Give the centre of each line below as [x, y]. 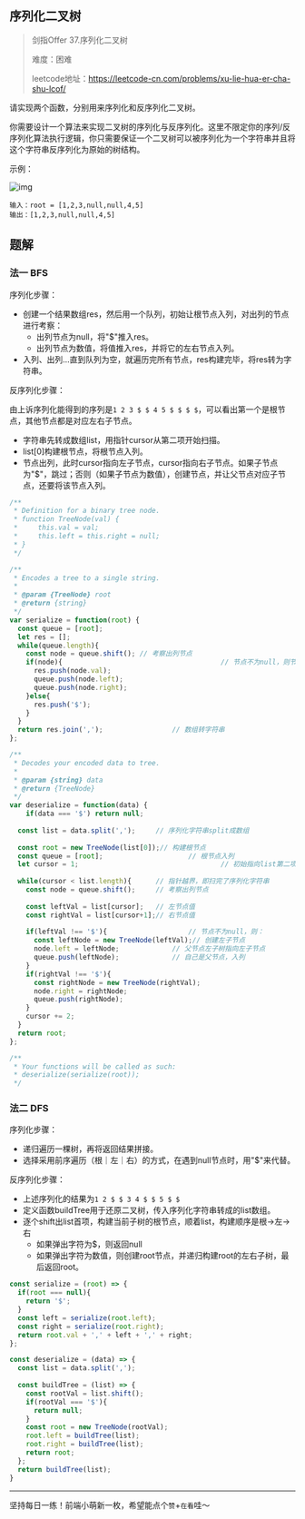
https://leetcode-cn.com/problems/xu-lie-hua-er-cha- [190, 78]
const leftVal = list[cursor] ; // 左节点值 [110, 906]
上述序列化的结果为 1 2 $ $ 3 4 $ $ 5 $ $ [101, 1199]
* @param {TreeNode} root [62, 595]
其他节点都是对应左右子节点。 [81, 420]
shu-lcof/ [49, 88]
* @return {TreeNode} [54, 788]
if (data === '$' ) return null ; [85, 814]
